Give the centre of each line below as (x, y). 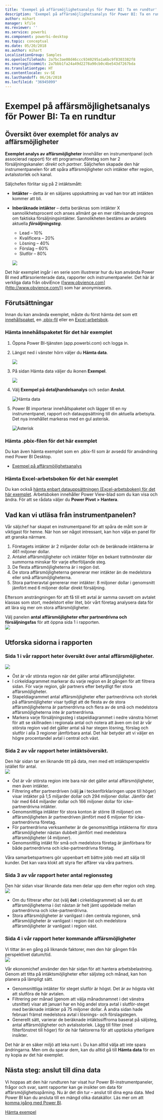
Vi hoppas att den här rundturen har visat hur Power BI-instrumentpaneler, (79, 1082)
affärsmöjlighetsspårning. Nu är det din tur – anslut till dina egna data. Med (80, 1092)
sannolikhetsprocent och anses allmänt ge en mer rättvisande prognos (83, 213)
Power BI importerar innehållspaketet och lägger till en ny (69, 408)
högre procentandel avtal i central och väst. (56, 738)
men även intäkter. (31, 786)
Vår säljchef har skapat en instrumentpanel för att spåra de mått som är (76, 527)
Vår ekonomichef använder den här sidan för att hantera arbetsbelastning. (79, 969)
